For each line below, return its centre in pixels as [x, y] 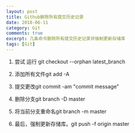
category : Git [23, 28]
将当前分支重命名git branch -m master [60, 111]
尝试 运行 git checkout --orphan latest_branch [70, 62]
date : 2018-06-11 [27, 22]
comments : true [25, 33]
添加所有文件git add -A [42, 74]
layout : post [22, 11]
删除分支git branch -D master [50, 99]
